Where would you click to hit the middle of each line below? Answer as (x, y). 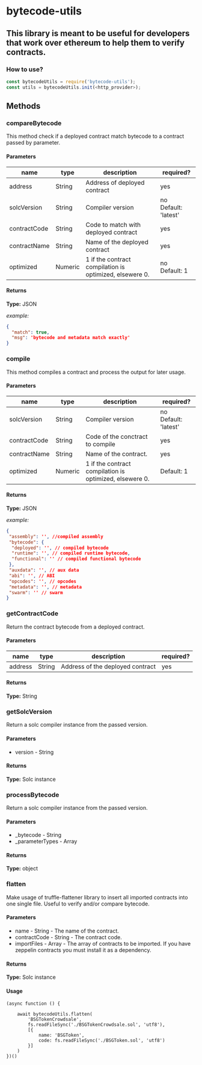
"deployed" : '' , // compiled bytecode (60, 548)
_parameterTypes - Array (46, 842)
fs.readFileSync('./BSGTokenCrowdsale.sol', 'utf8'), (96, 1025)
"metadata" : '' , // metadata (45, 587)
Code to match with (113, 225)
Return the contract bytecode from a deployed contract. (76, 627)
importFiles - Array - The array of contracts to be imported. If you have (103, 943)
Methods (23, 106)
